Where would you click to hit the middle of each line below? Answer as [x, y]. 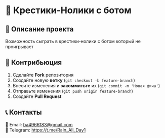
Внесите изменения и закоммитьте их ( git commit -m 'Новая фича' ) [86, 85]
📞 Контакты [24, 112]
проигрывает [19, 47]
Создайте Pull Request [37, 96]
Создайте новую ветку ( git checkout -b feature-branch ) [74, 80]
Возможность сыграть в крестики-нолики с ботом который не [73, 41]
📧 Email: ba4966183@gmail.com [39, 124]
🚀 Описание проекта [39, 29]
